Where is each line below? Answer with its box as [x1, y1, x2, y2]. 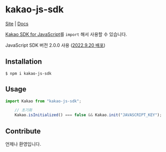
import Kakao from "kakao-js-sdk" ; [5, 99, 82, 104]
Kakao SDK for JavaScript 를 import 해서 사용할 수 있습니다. [5, 31, 127, 37]
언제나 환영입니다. [5, 141, 42, 147]
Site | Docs [5, 21, 29, 27]
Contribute [5, 127, 41, 136]
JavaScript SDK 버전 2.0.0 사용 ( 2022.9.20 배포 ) [5, 42, 106, 48]
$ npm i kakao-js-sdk [5, 71, 52, 76]
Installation [5, 58, 42, 66]
